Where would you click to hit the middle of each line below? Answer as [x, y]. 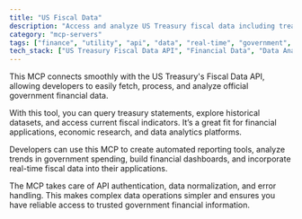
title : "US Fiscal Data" [56, 18]
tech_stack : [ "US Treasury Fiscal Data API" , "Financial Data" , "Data [144, 51]
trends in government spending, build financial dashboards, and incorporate [150, 159]
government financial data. [59, 96]
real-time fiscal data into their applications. [89, 169]
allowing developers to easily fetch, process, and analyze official [129, 86]
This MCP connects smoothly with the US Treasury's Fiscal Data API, [137, 76]
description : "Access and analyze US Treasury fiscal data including [142, 26]
